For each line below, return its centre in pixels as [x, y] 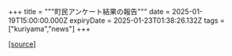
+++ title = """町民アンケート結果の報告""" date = [89, 11]
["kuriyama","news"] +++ [50, 29]
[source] [22, 44]
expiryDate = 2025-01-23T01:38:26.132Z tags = [147, 21]
